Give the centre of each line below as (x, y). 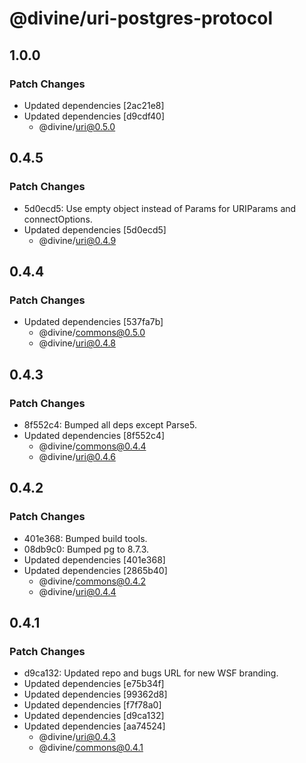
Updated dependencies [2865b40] (95, 570)
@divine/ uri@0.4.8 (77, 343)
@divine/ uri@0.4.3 (77, 737)
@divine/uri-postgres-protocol (141, 18)
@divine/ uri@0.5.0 (77, 126)
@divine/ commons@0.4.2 (92, 581)
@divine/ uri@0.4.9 (77, 240)
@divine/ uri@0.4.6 (77, 456)
